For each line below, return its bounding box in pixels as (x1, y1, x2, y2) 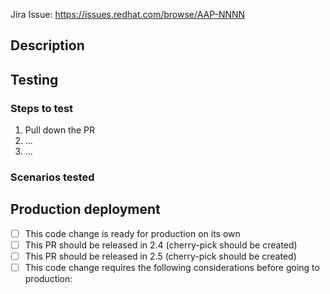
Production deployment (10, 201, 161, 218)
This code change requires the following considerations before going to (24, 262, 320, 273)
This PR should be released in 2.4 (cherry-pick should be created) (24, 239, 298, 251)
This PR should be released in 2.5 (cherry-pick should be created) (24, 250, 297, 262)
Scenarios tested (10, 170, 95, 184)
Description (10, 37, 85, 54)
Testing (10, 71, 59, 88)
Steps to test (10, 101, 74, 115)
